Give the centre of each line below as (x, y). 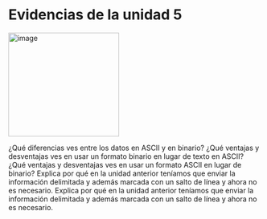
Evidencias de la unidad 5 (95, 15)
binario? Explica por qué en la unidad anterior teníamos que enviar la (122, 173)
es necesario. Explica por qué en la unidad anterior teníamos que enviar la (131, 190)
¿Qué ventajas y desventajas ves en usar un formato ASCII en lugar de (125, 164)
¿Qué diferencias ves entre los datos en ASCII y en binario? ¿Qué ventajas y (134, 148)
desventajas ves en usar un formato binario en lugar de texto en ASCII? (126, 156)
